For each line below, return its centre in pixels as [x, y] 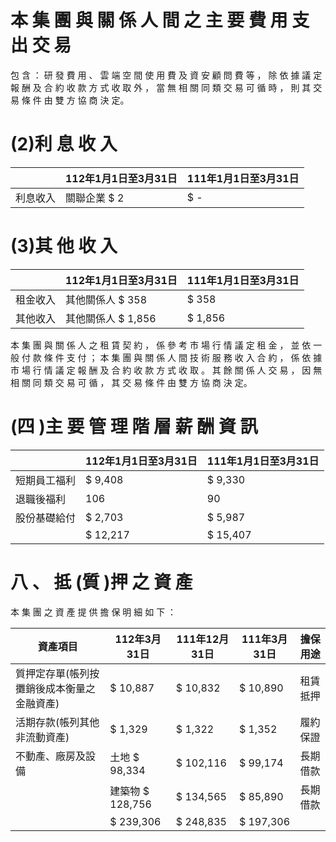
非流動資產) [42, 737]
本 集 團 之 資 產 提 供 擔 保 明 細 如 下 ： [93, 612]
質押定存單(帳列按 [57, 673]
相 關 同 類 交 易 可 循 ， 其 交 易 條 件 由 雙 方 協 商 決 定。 [131, 382]
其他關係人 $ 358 [106, 299]
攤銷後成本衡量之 [56, 688]
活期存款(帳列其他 [57, 722]
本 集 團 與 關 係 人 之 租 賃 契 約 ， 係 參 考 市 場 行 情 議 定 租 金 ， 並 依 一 [166, 345]
